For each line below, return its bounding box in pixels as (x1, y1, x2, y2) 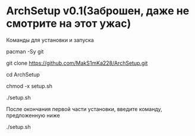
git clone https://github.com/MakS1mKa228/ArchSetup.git (6, 59, 148, 67)
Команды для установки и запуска (6, 36, 94, 43)
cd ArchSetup (6, 71, 40, 78)
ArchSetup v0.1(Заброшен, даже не (6, 4, 190, 18)
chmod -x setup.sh (6, 82, 52, 90)
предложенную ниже (6, 112, 61, 119)
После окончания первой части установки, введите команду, (6, 105, 162, 112)
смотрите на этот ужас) (6, 17, 131, 30)
